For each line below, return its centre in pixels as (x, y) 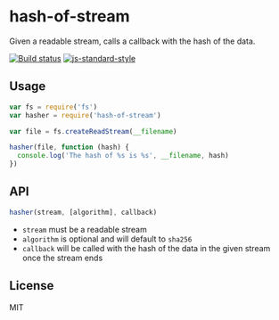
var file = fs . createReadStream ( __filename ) (93, 131)
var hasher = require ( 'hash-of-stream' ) (86, 115)
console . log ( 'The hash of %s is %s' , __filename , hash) (123, 156)
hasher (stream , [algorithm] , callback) (83, 212)
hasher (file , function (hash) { (69, 148)
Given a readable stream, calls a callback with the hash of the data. (132, 41)
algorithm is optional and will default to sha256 (107, 239)
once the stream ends (62, 258)
